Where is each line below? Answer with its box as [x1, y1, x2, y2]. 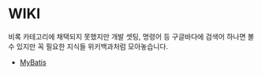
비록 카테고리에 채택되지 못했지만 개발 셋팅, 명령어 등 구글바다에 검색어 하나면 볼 [8, 32, 255, 41]
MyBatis [19, 57, 47, 67]
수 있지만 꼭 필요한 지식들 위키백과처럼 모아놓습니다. [8, 41, 168, 51]
